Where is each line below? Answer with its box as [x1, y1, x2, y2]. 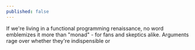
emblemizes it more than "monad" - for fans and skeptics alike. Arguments [6, 31, 189, 38]
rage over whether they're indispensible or [6, 37, 111, 44]
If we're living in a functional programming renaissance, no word [6, 25, 164, 32]
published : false [6, 8, 49, 15]
